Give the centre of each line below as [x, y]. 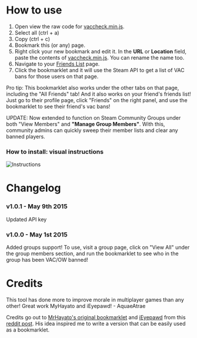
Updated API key [26, 219]
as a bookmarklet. [28, 330]
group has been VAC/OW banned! [47, 260]
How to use [34, 10]
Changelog [34, 188]
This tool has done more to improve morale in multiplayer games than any [95, 299]
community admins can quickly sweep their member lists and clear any [92, 130]
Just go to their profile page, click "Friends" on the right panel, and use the [97, 100]
